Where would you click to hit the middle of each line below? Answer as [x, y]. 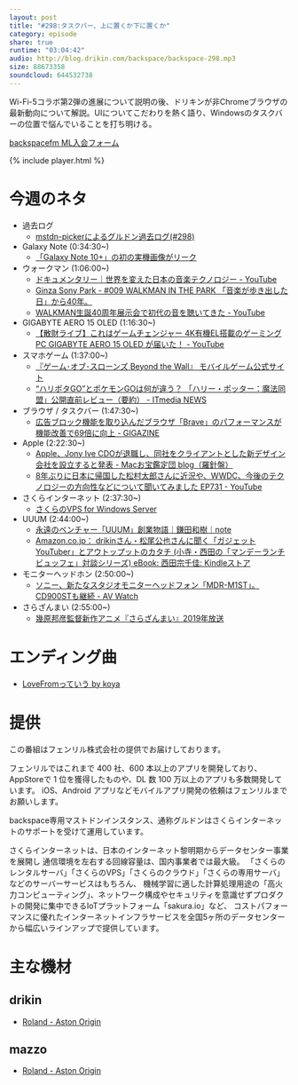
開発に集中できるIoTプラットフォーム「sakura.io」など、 [128, 906]
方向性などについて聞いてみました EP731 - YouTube [168, 487]
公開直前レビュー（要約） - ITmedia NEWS [129, 400]
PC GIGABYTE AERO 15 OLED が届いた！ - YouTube [129, 344]
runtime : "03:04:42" [47, 51]
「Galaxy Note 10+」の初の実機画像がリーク [116, 257]
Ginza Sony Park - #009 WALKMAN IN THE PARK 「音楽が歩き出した [161, 290]
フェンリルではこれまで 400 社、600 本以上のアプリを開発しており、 [136, 768]
